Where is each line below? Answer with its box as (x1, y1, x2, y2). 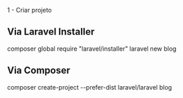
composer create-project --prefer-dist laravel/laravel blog (7, 83, 172, 91)
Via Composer (7, 65, 71, 76)
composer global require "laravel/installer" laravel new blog (7, 44, 177, 53)
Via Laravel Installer (7, 26, 95, 38)
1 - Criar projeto (7, 6, 52, 14)
